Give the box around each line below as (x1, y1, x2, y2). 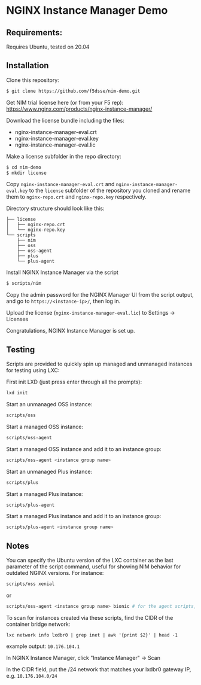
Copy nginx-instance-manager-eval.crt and (6, 181, 115, 188)
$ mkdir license (6, 170, 47, 176)
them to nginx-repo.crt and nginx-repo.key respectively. (6, 193, 147, 200)
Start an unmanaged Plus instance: (6, 468, 93, 475)
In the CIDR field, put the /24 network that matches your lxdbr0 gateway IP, (6, 665, 191, 673)
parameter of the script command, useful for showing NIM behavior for (6, 563, 181, 570)
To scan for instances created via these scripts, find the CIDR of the (6, 614, 173, 621)
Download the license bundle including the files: (6, 117, 124, 124)
